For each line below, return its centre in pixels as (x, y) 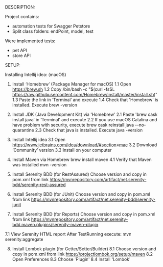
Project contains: (22, 16)
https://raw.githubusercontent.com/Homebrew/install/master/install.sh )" (85, 94)
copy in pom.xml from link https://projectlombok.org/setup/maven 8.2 (82, 254)
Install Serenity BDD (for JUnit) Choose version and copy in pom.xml (81, 194)
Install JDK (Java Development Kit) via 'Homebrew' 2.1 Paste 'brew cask (85, 114)
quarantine (23, 130)
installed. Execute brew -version (45, 105)
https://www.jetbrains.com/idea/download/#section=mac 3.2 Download (84, 145)
